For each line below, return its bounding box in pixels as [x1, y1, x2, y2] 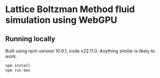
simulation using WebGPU [5, 14, 117, 26]
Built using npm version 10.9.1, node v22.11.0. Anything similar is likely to [5, 48, 155, 54]
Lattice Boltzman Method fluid [5, 4, 135, 15]
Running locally [5, 34, 56, 43]
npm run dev [5, 67, 30, 73]
